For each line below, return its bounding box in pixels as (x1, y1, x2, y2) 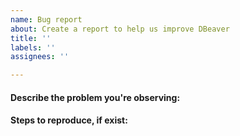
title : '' (10, 33, 52, 43)
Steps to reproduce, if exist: (10, 114, 128, 126)
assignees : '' (10, 52, 70, 62)
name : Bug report (10, 14, 83, 25)
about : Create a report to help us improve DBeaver (10, 24, 230, 34)
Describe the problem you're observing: (10, 91, 181, 103)
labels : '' (10, 42, 56, 53)
